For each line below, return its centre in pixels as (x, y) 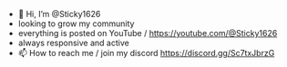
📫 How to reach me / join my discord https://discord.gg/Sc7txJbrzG (146, 53)
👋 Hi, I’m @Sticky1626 (59, 14)
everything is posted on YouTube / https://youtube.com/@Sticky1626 (148, 33)
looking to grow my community (76, 24)
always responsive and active (73, 43)
